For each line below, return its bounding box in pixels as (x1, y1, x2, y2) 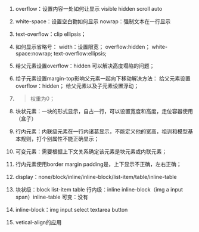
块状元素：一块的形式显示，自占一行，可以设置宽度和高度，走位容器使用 (15, 108, 193, 115)
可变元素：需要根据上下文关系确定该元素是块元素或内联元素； (15, 148, 167, 155)
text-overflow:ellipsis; (53, 50, 107, 57)
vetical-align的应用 (15, 219, 62, 225)
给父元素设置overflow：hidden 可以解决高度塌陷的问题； (15, 62, 155, 69)
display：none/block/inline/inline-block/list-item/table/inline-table (15, 174, 178, 180)
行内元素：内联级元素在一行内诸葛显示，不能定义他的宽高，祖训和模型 (15, 128, 188, 135)
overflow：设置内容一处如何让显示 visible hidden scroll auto (15, 5, 163, 12)
